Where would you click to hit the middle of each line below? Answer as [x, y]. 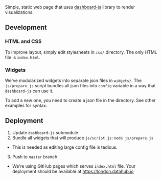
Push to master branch [35, 157]
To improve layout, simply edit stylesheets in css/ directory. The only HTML [81, 52]
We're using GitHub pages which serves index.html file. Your [74, 166]
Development [26, 28]
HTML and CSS [23, 41]
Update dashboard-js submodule [45, 132]
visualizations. [20, 12]
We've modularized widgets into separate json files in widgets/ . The [73, 80]
